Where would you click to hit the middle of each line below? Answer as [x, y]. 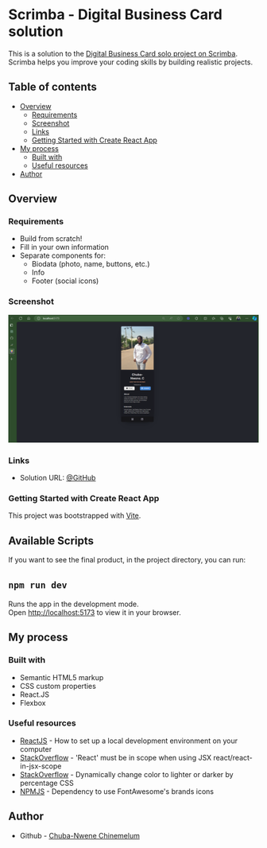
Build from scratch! [51, 239]
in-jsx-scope [41, 766]
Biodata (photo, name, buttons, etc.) [91, 264]
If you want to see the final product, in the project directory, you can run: [127, 560]
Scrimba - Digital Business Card [115, 15]
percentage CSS [46, 783]
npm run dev [38, 585]
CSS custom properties [58, 686]
